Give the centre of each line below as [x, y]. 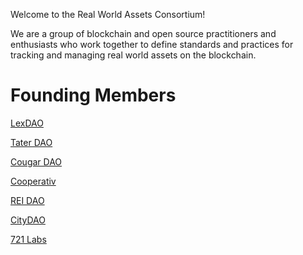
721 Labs [28, 239]
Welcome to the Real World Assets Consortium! [108, 14]
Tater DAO [31, 142]
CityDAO [28, 220]
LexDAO [27, 123]
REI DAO [27, 200]
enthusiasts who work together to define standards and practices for [152, 44]
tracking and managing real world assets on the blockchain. [133, 55]
